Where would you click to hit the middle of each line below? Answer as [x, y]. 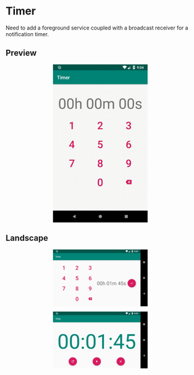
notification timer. [27, 34]
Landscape [27, 238]
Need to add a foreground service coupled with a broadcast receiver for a [97, 28]
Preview [21, 53]
